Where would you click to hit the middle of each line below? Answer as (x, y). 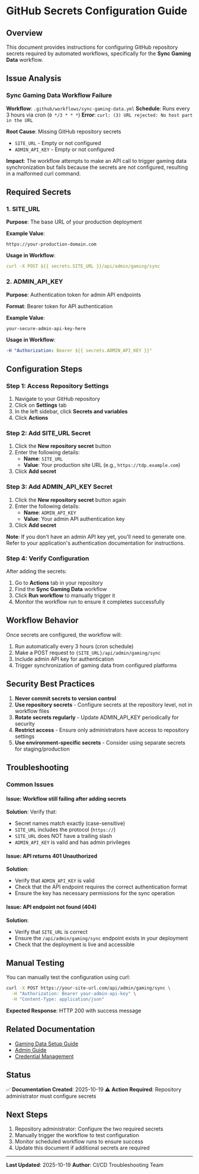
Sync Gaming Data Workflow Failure (59, 95)
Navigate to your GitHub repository (57, 399)
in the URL (20, 120)
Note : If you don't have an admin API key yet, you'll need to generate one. (96, 536)
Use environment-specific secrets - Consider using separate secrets (100, 742)
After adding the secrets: (36, 571)
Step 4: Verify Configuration (48, 558)
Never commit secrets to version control (65, 698)
